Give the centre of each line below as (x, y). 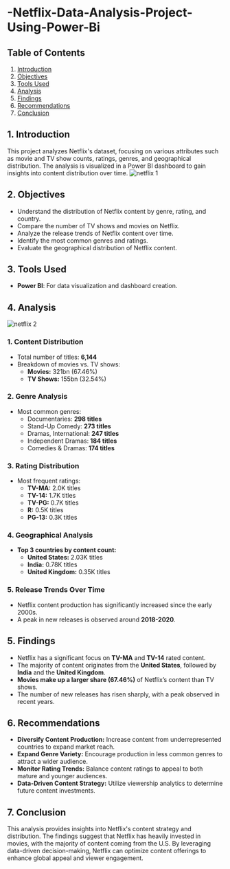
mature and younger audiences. (62, 776)
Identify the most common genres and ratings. (83, 240)
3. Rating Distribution (43, 465)
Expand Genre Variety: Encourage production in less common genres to (120, 754)
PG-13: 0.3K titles (52, 518)
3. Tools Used (37, 269)
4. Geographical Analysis (50, 536)
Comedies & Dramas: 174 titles (71, 448)
